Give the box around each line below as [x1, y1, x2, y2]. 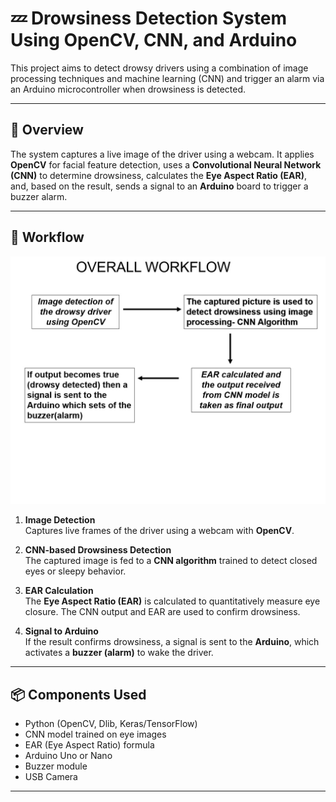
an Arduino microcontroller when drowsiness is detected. [10, 83, 247, 95]
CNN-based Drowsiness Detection [24, 544, 172, 556]
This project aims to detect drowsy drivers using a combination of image [10, 62, 309, 74]
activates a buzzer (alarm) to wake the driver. [24, 647, 214, 659]
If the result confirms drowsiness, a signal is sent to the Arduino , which [24, 636, 320, 648]
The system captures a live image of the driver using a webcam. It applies [10, 148, 315, 160]
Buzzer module [24, 760, 88, 772]
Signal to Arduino [24, 625, 99, 637]
